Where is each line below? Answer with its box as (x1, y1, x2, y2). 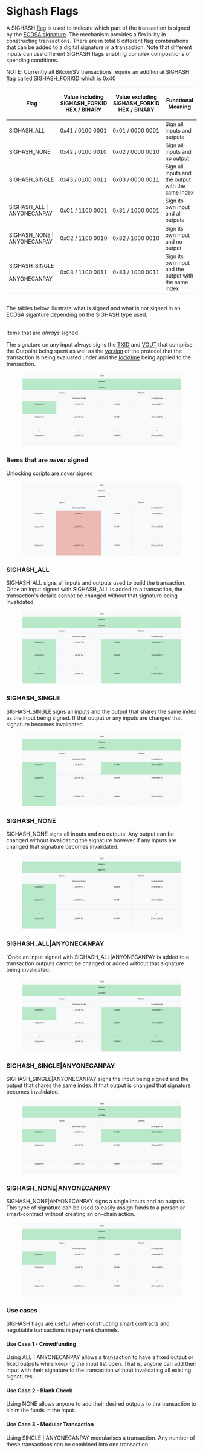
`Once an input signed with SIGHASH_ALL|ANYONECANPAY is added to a (6, 953, 189, 960)
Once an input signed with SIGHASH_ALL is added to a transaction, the (6, 585, 183, 593)
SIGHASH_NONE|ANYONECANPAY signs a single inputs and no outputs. (6, 1198, 186, 1205)
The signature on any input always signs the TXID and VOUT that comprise (6, 341, 193, 348)
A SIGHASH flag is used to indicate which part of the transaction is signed (6, 24, 190, 32)
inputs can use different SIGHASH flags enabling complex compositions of (6, 50, 192, 57)
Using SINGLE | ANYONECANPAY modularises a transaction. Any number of (6, 1434, 195, 1441)
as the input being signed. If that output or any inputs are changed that (6, 714, 182, 722)
